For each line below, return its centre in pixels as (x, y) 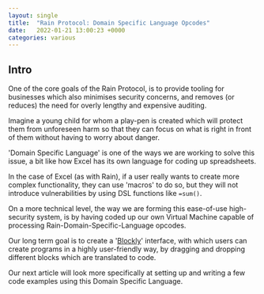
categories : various (42, 38)
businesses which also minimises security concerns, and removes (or (121, 97)
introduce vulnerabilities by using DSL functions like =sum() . (105, 194)
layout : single (33, 15)
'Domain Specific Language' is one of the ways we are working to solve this (132, 153)
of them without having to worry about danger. (84, 138)
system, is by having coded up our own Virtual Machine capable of (145, 217)
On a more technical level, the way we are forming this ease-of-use (118, 209)
